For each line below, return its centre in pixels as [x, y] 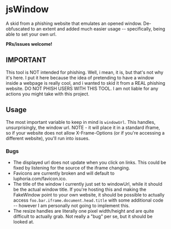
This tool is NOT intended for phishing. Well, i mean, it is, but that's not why [84, 72]
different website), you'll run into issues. [48, 138]
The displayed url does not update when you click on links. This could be [90, 162]
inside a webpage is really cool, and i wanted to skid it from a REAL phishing [85, 83]
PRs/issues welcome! [29, 44]
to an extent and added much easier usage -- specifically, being [98, 28]
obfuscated [18, 28]
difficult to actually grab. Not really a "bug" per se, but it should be [83, 216]
